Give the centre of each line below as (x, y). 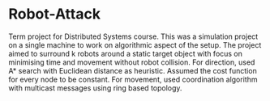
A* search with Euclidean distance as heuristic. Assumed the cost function (133, 70)
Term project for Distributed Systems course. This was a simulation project (133, 36)
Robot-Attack (55, 14)
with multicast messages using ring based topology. (95, 88)
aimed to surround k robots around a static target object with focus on (126, 53)
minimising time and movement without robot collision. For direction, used (132, 62)
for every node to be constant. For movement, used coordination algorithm (133, 79)
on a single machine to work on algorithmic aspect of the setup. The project (135, 44)
